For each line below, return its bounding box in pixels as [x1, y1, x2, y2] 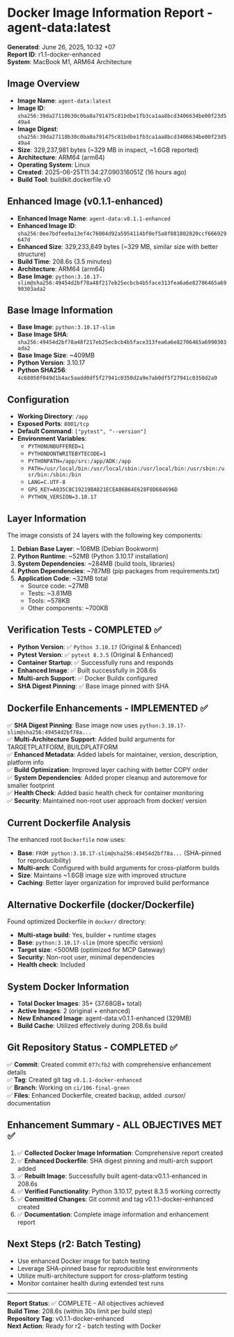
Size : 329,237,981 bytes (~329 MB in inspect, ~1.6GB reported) [17, 145, 199, 154]
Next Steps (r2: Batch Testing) [7, 1238, 141, 1250]
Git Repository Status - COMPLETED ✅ [7, 1041, 178, 1054]
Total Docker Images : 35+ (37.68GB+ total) [17, 999, 142, 1008]
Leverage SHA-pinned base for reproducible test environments [17, 1264, 198, 1272]
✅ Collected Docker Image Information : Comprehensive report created [17, 1149, 224, 1157]
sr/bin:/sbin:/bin [27, 471, 81, 478]
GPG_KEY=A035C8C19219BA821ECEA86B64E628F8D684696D [27, 486, 178, 493]
